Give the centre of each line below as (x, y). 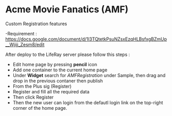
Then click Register (33, 97)
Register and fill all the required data (51, 91)
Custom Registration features (36, 24)
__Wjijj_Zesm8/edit (25, 44)
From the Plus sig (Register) (42, 86)
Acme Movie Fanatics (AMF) (67, 9)
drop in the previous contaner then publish (58, 81)
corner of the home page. (40, 108)
